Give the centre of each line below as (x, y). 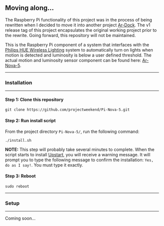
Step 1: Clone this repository (34, 99)
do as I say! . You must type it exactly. (44, 165)
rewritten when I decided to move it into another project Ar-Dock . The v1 (78, 25)
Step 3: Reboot (20, 176)
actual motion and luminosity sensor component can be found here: (73, 60)
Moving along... (30, 8)
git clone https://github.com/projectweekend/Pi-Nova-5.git (68, 110)
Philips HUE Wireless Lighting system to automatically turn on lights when (79, 50)
